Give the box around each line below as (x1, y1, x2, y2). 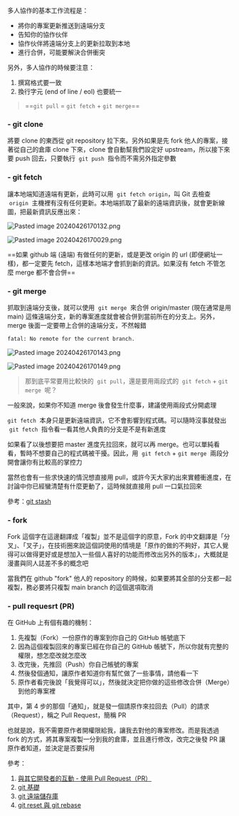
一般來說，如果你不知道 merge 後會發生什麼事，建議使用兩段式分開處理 (7, 401, 217, 409)
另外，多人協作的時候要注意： (7, 63, 95, 71)
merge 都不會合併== (15, 268, 76, 277)
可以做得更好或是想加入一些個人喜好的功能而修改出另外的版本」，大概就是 (13, 550, 229, 559)
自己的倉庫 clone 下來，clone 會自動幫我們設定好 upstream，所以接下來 (19, 145, 230, 154)
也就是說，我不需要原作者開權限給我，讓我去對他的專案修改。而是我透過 (7, 726, 219, 735)
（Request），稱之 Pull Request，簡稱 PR (7, 711, 127, 720)
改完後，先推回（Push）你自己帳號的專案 (17, 660, 139, 668)
